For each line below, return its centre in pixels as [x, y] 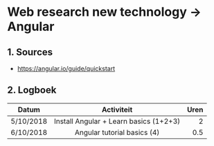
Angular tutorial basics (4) [117, 132]
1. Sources [30, 52]
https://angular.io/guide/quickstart [66, 69]
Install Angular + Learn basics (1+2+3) [117, 121]
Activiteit [117, 109]
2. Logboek [32, 90]
